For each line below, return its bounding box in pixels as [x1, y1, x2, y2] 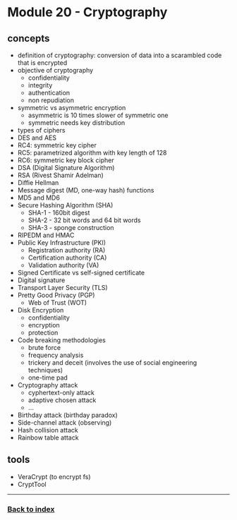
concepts [7, 32, 50, 44]
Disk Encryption [17, 306, 64, 314]
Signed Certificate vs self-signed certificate [17, 269, 145, 277]
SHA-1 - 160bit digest [28, 209, 90, 217]
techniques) [28, 366, 63, 374]
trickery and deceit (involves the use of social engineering [28, 358, 197, 367]
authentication [28, 89, 71, 97]
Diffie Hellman [17, 179, 59, 187]
